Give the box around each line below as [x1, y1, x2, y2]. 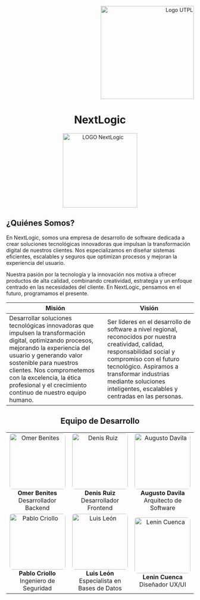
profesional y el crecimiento [9, 381, 87, 389]
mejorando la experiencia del [9, 343, 90, 352]
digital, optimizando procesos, [9, 336, 93, 345]
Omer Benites [17, 489, 58, 497]
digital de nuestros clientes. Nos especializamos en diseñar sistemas [6, 246, 175, 254]
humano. [9, 396, 34, 404]
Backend [24, 504, 50, 512]
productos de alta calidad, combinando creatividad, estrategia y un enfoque [6, 277, 192, 284]
